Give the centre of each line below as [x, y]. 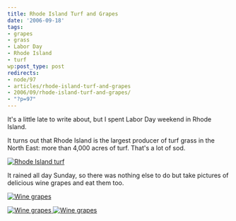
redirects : [23, 73]
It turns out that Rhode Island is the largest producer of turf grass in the [111, 141]
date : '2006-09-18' [36, 20]
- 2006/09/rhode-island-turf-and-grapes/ [69, 92]
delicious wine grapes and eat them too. [66, 183]
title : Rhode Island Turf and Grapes [63, 14]
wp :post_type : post [36, 66]
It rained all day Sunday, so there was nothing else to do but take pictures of [118, 175]
